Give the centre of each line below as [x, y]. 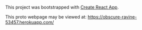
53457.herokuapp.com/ [30, 22]
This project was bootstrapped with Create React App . [62, 7]
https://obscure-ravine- [112, 17]
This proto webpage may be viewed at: [46, 17]
